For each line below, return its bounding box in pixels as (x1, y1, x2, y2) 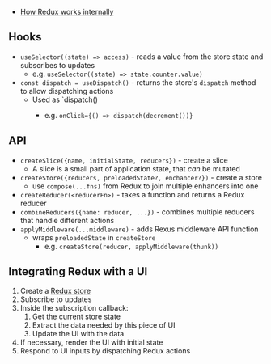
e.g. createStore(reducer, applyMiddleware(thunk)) (44, 241, 219, 251)
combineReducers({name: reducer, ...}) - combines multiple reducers (19, 206, 255, 217)
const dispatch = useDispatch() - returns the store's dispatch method (19, 77, 256, 87)
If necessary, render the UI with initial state (19, 337, 163, 347)
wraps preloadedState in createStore (32, 232, 156, 242)
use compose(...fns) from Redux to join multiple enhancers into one (32, 181, 259, 191)
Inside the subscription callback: (19, 303, 129, 313)
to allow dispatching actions (19, 86, 114, 95)
